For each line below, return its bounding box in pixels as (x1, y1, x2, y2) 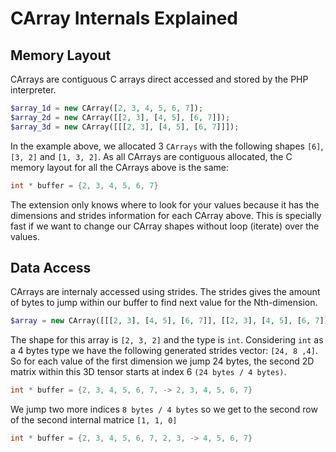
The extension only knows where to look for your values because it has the (10, 198, 320, 211)
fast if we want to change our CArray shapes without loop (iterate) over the (10, 220, 320, 232)
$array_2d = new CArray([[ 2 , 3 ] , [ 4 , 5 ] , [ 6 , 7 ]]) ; (10, 112, 231, 122)
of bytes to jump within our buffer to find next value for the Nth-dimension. (10, 297, 318, 309)
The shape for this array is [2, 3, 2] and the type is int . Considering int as (10, 334, 324, 346)
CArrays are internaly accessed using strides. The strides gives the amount (10, 286, 321, 298)
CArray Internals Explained (10, 7, 238, 30)
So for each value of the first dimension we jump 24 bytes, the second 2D (10, 355, 315, 367)
